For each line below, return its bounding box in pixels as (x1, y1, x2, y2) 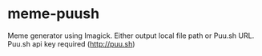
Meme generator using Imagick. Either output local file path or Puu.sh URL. (7, 31, 255, 40)
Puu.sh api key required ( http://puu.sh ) (7, 39, 135, 48)
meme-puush (7, 5, 100, 23)
